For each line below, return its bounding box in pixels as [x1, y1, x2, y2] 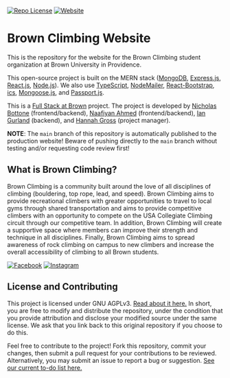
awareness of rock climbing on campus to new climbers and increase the [7, 240, 214, 248]
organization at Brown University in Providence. [7, 60, 142, 69]
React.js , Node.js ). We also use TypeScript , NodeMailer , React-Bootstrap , [7, 81, 215, 89]
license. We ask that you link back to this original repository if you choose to [7, 321, 223, 329]
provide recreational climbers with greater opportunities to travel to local [7, 196, 212, 205]
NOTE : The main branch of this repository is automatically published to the [7, 129, 217, 137]
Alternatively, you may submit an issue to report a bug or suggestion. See [7, 356, 215, 364]
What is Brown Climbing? [7, 164, 117, 176]
